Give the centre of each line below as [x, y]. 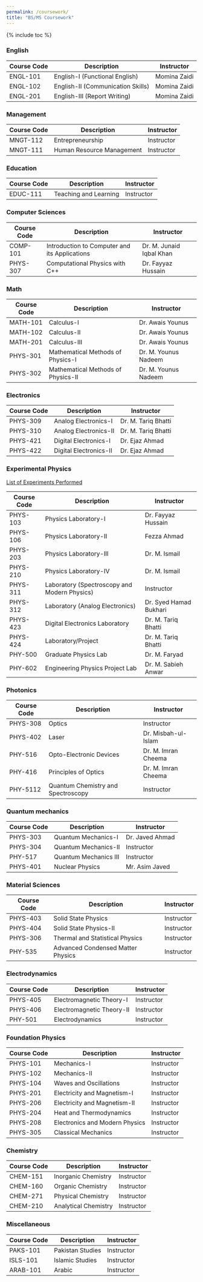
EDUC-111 [26, 194]
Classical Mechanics [83, 1133]
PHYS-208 [25, 1123]
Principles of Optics [76, 772]
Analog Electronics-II [84, 431]
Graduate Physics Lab [76, 654]
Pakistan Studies [78, 1250]
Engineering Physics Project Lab [91, 668]
